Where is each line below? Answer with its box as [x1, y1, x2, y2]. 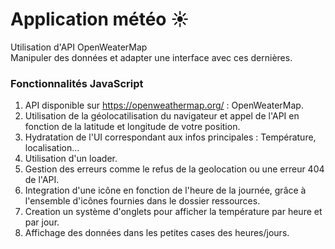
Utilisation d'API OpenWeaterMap [10, 41, 148, 53]
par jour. [24, 216, 60, 228]
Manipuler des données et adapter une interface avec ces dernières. [10, 51, 293, 63]
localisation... [24, 142, 80, 154]
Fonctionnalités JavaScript [10, 76, 144, 90]
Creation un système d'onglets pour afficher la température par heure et [24, 206, 323, 218]
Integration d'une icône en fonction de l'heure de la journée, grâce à [24, 184, 307, 197]
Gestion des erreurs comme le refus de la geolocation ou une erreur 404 [24, 163, 325, 175]
